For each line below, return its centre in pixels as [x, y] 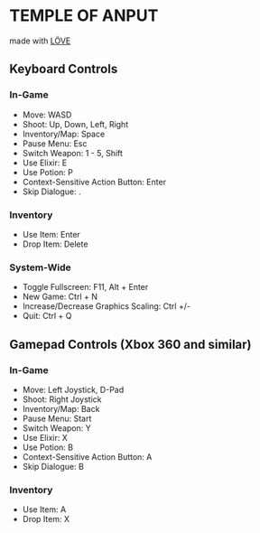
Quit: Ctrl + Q [47, 316]
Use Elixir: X [45, 437]
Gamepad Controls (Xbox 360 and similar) [130, 344]
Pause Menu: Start [57, 418]
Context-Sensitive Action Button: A [87, 456]
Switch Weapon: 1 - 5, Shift [73, 153]
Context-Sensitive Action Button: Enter [94, 182]
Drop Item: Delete [55, 244]
